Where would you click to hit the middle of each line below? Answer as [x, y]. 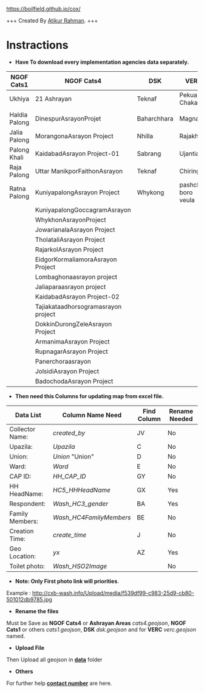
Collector [22, 429]
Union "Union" [73, 456]
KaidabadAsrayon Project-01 [77, 153]
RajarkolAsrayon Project [69, 249]
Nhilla [145, 136]
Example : [19, 593]
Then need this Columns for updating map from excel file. [89, 396]
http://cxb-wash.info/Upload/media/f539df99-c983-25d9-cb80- [113, 593]
